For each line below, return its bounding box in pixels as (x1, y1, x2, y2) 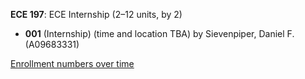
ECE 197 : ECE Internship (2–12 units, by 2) (10, 9, 183, 20)
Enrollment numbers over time (10, 58, 135, 69)
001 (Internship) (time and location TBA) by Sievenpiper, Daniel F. (24, 28, 295, 39)
